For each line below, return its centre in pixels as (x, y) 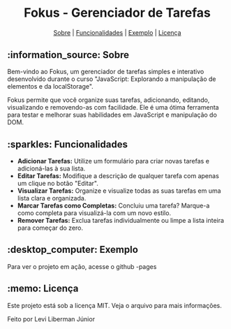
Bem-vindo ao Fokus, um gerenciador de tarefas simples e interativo (106, 72)
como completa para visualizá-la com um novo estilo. (94, 213)
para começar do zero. (50, 228)
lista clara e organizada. (52, 198)
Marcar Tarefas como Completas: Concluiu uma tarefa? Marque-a (113, 205)
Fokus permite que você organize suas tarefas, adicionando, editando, (109, 100)
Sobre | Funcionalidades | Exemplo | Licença (117, 33)
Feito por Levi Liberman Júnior (51, 319)
